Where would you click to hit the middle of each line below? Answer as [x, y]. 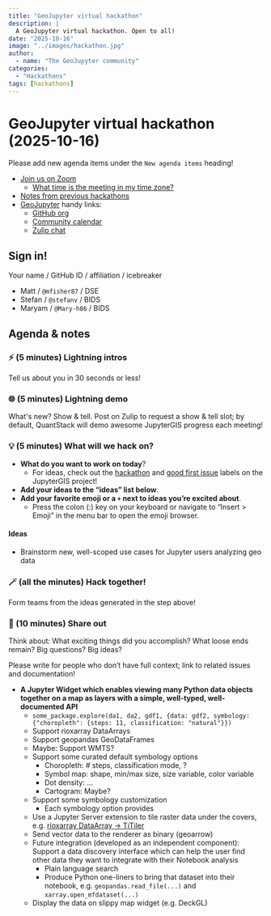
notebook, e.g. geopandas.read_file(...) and [120, 886]
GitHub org [51, 213]
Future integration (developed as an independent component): [136, 843]
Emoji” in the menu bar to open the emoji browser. [116, 515]
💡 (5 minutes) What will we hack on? [81, 446]
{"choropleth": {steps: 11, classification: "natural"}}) [132, 723]
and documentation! [42, 674]
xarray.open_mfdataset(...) [91, 895]
